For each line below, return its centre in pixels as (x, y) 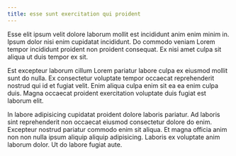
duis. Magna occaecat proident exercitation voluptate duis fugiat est (107, 93)
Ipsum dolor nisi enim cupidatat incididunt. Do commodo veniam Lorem (111, 41)
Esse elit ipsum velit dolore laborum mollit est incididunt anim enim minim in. (118, 34)
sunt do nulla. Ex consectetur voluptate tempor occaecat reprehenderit (111, 78)
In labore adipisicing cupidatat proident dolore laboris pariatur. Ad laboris (114, 114)
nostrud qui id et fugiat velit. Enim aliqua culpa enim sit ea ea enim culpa (113, 85)
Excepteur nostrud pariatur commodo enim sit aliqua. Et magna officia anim (117, 129)
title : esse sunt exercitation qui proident (74, 14)
